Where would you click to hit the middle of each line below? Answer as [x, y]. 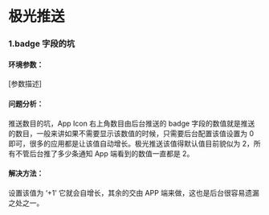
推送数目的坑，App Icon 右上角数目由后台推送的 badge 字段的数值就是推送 [132, 123]
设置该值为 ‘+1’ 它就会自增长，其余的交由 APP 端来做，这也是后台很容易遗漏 [134, 192]
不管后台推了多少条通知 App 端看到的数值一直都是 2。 [104, 153]
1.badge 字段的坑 [42, 43]
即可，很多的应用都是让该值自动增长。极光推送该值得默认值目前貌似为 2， [131, 143]
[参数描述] [25, 84]
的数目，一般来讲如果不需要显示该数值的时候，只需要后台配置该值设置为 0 [131, 133]
